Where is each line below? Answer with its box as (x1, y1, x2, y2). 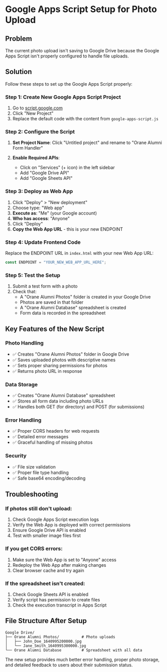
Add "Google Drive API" (20, 170, 69, 176)
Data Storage (5, 381, 38, 388)
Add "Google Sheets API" (20, 175, 73, 181)
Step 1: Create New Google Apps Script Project (5, 93, 121, 100)
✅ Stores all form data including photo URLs (12, 398, 104, 404)
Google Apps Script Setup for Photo (5, 4, 157, 15)
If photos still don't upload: (5, 505, 72, 512)
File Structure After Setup (5, 617, 87, 625)
